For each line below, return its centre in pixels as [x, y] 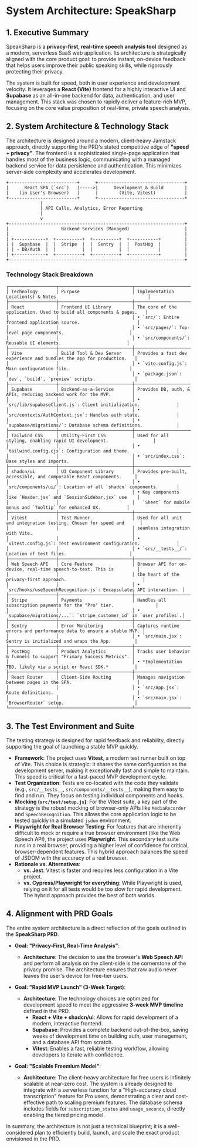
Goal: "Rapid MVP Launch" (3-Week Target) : [70, 987]
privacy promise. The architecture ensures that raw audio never [100, 969]
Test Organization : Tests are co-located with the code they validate [96, 783]
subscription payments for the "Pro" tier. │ [82, 606]
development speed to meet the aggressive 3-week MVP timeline [103, 1005]
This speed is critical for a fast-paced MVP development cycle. [91, 776]
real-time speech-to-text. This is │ [84, 569]
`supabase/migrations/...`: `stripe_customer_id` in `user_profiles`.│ [95, 616]
